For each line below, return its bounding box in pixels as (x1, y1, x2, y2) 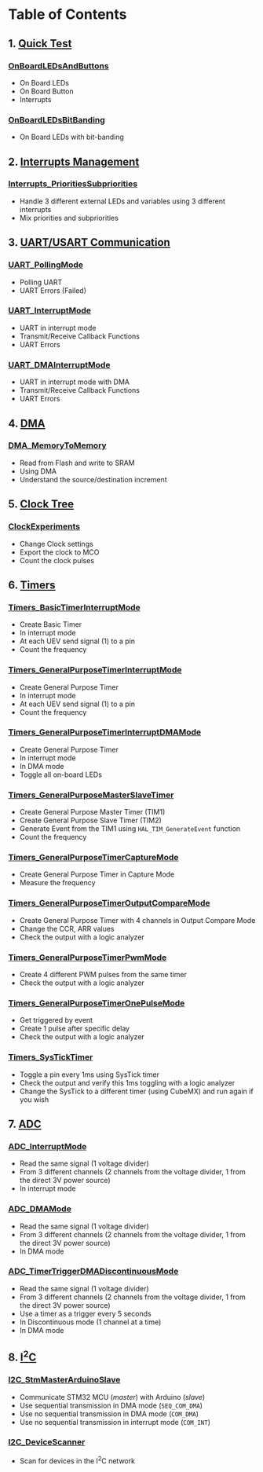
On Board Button (19, 86, 74, 96)
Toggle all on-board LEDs (19, 770, 102, 779)
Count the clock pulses (19, 555, 95, 565)
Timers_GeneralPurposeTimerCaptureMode (8, 852, 179, 863)
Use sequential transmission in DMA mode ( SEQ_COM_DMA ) (19, 1401, 203, 1410)
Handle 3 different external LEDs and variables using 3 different (19, 196, 226, 206)
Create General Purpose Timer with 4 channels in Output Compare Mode (19, 915, 256, 925)
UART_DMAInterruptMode (8, 359, 111, 370)
